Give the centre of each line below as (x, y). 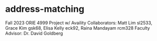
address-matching (45, 9)
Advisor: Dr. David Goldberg (34, 33)
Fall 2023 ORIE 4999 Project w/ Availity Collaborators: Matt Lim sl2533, (79, 23)
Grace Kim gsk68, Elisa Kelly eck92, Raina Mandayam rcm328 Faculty (78, 28)
